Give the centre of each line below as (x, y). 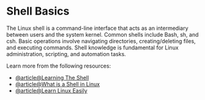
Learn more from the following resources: (59, 66)
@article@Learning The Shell (52, 77)
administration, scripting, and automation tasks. (66, 54)
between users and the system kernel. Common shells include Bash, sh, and (102, 34)
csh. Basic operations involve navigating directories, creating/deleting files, (101, 41)
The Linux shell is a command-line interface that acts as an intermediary (97, 28)
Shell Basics (38, 11)
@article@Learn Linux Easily (51, 90)
